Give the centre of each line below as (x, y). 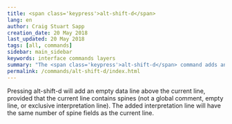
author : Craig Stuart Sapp (46, 26)
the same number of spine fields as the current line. (80, 113)
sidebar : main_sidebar (40, 52)
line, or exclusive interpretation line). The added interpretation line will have (114, 105)
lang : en (20, 20)
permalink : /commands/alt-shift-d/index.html (74, 71)
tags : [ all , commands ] (40, 45)
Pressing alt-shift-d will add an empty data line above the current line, (106, 91)
